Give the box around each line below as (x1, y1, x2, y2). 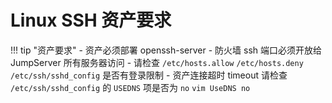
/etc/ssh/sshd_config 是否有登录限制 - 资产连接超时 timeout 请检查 (10, 69, 288, 81)
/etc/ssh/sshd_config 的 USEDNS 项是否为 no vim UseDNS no (10, 81, 251, 93)
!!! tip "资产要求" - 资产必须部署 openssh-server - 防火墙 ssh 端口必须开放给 (10, 44, 323, 56)
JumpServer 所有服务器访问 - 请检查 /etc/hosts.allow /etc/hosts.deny (10, 56, 304, 68)
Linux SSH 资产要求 (10, 9, 172, 32)
